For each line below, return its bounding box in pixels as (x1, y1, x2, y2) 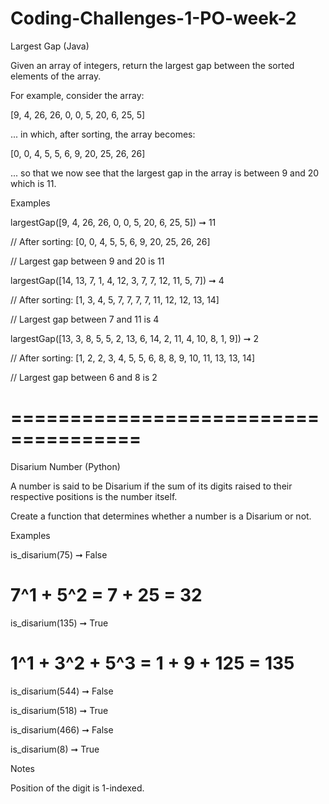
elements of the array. (10, 70, 102, 82)
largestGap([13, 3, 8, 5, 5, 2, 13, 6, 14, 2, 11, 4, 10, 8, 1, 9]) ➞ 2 (10, 332, 260, 344)
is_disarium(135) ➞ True (10, 617, 109, 629)
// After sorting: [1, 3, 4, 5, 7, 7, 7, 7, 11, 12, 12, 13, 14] (10, 293, 220, 306)
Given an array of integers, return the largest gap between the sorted (10, 59, 295, 71)
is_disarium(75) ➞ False (10, 548, 108, 561)
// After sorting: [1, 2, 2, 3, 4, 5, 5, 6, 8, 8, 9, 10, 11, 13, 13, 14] (10, 352, 256, 364)
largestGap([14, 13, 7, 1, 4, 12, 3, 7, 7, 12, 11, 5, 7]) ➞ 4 (10, 274, 225, 286)
